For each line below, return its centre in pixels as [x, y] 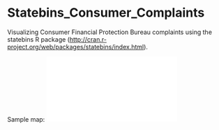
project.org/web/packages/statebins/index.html [76, 47]
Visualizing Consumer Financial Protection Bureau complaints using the [110, 32]
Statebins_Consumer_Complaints [106, 13]
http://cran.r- [88, 39]
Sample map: [26, 119]
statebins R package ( [38, 39]
